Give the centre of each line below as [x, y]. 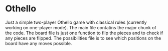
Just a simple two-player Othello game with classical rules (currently [76, 22]
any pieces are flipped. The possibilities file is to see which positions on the [83, 38]
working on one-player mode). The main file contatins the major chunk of [81, 27]
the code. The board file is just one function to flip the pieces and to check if [84, 33]
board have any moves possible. [39, 43]
